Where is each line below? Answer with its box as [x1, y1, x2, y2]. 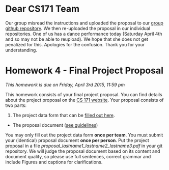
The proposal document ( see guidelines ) [12, 122, 98, 128]
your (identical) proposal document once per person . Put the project [5, 137, 149, 143]
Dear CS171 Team [5, 3, 80, 15]
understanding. [5, 47, 37, 53]
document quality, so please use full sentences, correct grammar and [5, 153, 151, 159]
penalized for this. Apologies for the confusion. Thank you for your [5, 41, 145, 47]
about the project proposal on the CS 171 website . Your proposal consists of [5, 97, 164, 103]
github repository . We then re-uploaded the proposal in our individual [5, 25, 151, 31]
